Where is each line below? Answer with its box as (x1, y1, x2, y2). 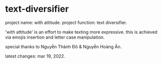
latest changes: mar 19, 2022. (5, 53, 66, 59)
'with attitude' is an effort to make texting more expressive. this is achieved (5, 29, 158, 35)
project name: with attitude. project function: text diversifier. (5, 20, 127, 25)
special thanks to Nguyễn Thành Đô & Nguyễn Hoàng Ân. (5, 43, 122, 49)
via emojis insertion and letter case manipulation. (5, 34, 105, 40)
